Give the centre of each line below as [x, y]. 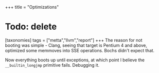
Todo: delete [31, 27]
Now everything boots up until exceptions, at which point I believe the [75, 60]
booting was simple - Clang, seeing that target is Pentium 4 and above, [76, 45]
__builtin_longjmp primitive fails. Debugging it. [52, 65]
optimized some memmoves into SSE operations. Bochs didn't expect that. [80, 50]
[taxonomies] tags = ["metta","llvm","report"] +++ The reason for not [74, 40]
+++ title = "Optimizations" [32, 7]
